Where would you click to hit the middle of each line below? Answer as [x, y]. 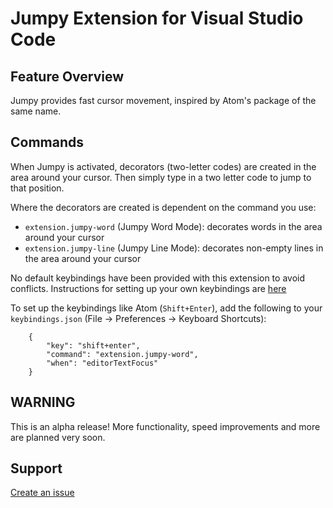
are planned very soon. [58, 437]
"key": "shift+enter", [93, 345]
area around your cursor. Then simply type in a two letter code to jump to [161, 177]
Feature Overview [67, 76]
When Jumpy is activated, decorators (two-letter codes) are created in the [163, 166]
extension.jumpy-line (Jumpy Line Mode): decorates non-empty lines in [174, 248]
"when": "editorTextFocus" [102, 363]
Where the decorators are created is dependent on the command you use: [163, 207]
